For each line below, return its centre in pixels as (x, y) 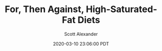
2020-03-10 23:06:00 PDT (81, 43)
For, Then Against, (44, 9)
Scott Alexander (81, 34)
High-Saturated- (121, 9)
